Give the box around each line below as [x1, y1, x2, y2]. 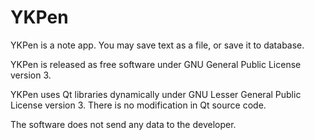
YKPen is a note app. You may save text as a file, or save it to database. [10, 39, 305, 51]
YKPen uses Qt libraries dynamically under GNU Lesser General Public [10, 88, 302, 100]
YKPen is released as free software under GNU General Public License [10, 58, 302, 70]
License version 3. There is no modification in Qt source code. [10, 99, 267, 111]
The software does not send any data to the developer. [10, 118, 237, 130]
